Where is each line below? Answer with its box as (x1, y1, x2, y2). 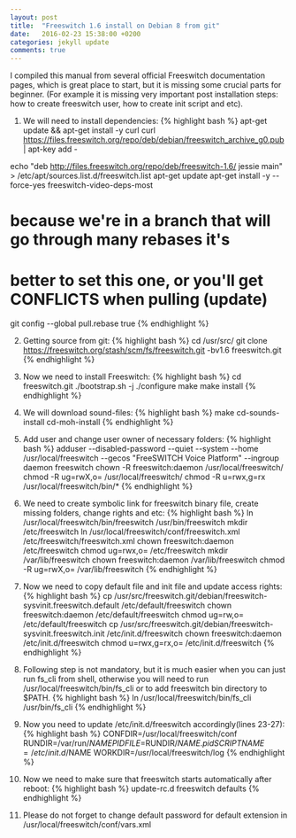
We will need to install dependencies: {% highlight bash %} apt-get (22, 116, 268, 127)
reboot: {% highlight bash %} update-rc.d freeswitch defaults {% (22, 783, 260, 794)
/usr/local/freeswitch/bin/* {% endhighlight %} (22, 481, 194, 492)
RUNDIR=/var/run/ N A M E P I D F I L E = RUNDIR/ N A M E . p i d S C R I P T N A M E (22, 738, 265, 749)
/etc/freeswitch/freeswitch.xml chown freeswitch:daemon (22, 536, 234, 547)
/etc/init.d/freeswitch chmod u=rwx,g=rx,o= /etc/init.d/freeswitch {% (22, 638, 275, 648)
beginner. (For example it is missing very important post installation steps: (10, 89, 279, 100)
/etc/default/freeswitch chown (121, 600, 232, 611)
